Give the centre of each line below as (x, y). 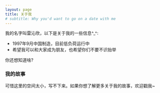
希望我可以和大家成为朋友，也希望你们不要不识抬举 (64, 50)
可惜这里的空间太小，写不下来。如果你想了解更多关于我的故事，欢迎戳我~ (80, 86)
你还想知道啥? (19, 60)
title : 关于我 (19, 14)
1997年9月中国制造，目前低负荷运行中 (51, 44)
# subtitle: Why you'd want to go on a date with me (60, 19)
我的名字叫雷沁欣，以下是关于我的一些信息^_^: (52, 33)
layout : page (19, 10)
